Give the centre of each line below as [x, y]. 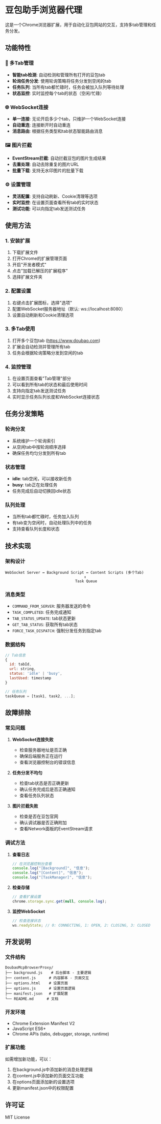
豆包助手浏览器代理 [44, 10]
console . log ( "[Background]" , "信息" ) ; [51, 868]
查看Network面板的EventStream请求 [56, 829]
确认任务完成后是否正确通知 [47, 789]
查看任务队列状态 [37, 796]
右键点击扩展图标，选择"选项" [42, 303]
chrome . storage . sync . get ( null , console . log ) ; [59, 901]
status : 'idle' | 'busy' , [36, 674]
